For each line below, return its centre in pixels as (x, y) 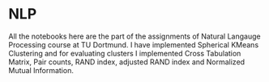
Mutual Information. (41, 70)
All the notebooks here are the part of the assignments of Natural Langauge (134, 36)
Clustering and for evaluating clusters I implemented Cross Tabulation (125, 53)
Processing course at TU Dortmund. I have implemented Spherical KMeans (134, 44)
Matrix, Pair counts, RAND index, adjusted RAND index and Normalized (127, 62)
